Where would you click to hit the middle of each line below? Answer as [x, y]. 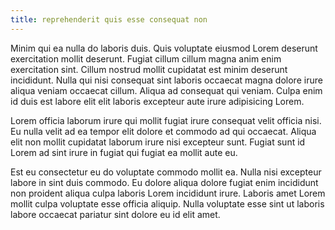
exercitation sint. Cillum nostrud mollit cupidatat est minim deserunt [149, 69]
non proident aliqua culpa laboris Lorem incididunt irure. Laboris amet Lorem [168, 193]
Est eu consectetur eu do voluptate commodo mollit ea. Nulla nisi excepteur [166, 172]
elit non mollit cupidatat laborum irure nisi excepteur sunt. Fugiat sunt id [158, 142]
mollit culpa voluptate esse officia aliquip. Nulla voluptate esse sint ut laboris [167, 203]
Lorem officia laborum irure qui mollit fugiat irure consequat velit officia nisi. [166, 120]
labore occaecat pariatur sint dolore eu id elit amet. [115, 214]
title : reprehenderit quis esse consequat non [109, 19]
